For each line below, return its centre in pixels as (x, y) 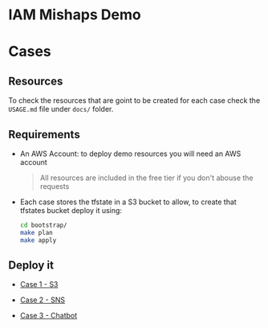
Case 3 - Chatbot (49, 316)
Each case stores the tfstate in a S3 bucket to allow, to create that (128, 202)
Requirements (44, 134)
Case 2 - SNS (43, 300)
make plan (37, 232)
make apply (38, 240)
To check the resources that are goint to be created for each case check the (134, 100)
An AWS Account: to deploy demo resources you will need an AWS (130, 154)
